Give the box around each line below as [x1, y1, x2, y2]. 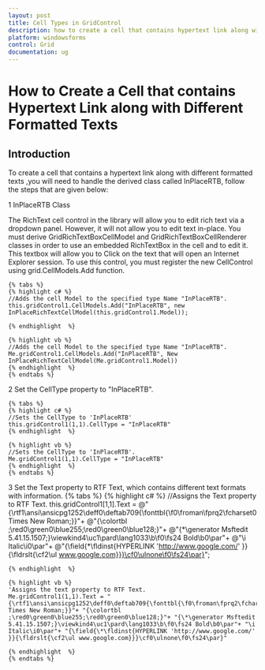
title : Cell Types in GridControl [8, 19, 122, 27]
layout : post [8, 11, 51, 20]
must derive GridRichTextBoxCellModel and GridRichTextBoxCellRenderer [8, 232, 247, 241]
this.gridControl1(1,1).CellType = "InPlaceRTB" [8, 421, 171, 429]
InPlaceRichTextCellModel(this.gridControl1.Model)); [8, 309, 189, 316]
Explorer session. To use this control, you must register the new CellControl [8, 257, 253, 267]
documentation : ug [8, 48, 69, 56]
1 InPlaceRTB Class [8, 200, 71, 209]
